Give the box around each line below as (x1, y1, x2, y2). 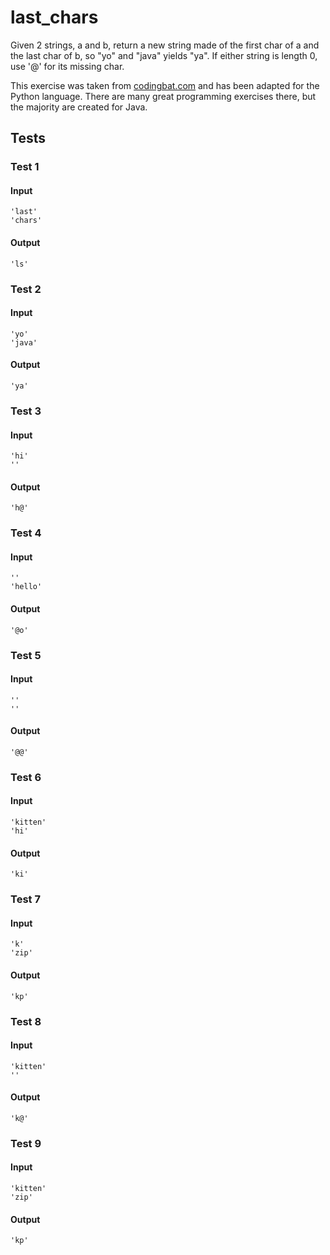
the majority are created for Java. (10, 101, 148, 113)
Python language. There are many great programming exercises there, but (10, 90, 317, 102)
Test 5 (10, 648, 42, 662)
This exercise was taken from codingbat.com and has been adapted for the (10, 79, 320, 91)
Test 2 (10, 282, 42, 296)
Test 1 (10, 160, 40, 174)
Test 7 (10, 892, 41, 906)
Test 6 (10, 770, 42, 784)
